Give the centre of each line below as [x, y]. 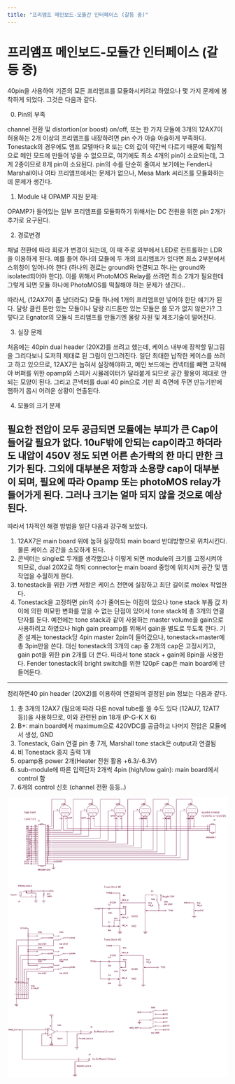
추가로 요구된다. [29, 220]
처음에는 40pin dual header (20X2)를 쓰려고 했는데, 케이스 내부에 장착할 [107, 347]
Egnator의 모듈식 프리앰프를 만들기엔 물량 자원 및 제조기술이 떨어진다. [121, 317]
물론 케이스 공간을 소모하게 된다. [61, 550]
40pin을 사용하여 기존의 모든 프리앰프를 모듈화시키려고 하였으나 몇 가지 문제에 [114, 90]
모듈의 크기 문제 [39, 405]
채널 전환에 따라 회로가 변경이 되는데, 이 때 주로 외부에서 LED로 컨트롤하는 [108, 250]
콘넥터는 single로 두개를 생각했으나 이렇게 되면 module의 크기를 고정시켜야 [120, 559]
